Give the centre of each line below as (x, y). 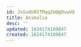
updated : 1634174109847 (37, 29)
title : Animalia (27, 18)
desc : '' (17, 23)
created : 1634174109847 (37, 35)
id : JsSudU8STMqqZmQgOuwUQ (40, 12)
